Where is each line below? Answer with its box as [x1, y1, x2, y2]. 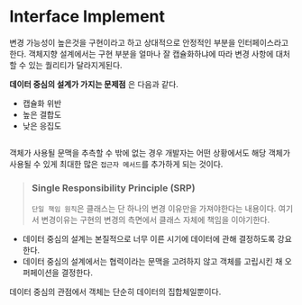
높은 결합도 [22, 109, 62, 120]
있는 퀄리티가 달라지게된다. [28, 59, 124, 70]
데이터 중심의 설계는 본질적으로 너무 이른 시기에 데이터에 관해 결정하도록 [22, 234, 276, 245]
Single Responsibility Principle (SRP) [31, 182, 196, 194]
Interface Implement [9, 6, 165, 27]
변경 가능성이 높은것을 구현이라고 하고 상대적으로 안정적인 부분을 [9, 37, 236, 48]
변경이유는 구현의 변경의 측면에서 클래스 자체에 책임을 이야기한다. [41, 214, 270, 226]
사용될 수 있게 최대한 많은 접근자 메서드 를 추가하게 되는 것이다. [9, 158, 224, 169]
